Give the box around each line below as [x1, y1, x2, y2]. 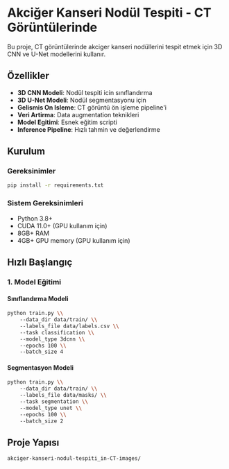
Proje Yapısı [7, 436, 60, 448]
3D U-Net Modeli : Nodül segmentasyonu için [17, 96, 147, 104]
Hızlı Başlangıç [7, 257, 73, 268]
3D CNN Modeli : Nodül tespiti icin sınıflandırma [17, 88, 153, 96]
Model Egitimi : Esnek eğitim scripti [17, 118, 118, 126]
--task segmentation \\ [19, 398, 89, 405]
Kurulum [7, 146, 46, 157]
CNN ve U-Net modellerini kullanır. [7, 50, 106, 58]
